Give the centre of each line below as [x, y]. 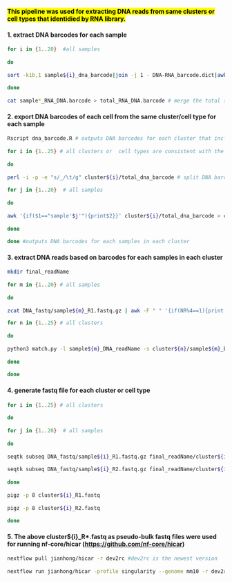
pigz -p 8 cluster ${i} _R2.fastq [54, 508]
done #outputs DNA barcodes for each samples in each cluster [98, 242]
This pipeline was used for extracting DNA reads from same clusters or [111, 11]
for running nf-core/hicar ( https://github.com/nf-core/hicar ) [96, 544]
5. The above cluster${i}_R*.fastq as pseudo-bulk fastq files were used [112, 536]
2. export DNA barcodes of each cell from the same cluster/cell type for [112, 116]
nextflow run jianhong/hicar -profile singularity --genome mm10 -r [108, 572]
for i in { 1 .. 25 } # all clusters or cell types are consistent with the [116, 152]
